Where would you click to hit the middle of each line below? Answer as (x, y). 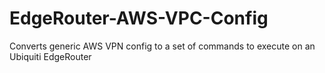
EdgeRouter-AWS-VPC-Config (139, 18)
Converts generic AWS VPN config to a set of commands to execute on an (162, 46)
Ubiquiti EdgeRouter (50, 56)
